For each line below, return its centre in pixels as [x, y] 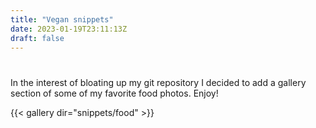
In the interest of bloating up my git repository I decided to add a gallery [158, 82]
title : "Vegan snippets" [62, 19]
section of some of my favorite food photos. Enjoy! [114, 93]
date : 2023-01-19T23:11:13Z [69, 29]
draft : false [37, 38]
